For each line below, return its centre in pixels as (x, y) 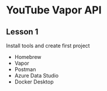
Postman (25, 69)
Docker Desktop (34, 82)
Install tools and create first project (48, 45)
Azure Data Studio (37, 76)
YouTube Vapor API (54, 10)
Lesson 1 (22, 32)
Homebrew (28, 57)
